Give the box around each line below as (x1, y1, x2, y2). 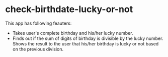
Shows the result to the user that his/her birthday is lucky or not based (12, 40, 159, 46)
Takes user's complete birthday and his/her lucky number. (12, 30, 133, 36)
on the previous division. (12, 46, 64, 52)
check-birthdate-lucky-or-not (5, 4, 133, 15)
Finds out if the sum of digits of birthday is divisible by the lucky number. (12, 35, 163, 41)
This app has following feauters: (5, 20, 72, 26)
